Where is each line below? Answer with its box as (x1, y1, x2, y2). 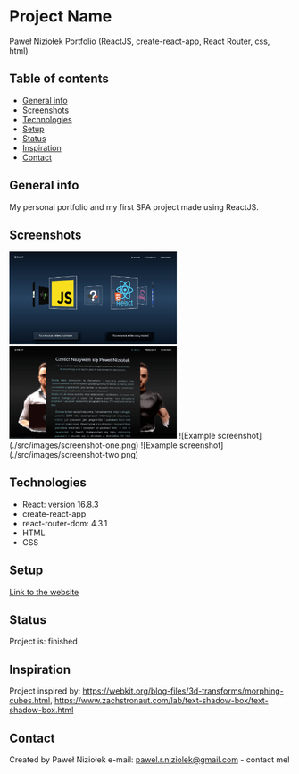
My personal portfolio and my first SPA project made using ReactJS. (9, 201, 259, 212)
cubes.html (9, 695, 51, 706)
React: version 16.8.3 (21, 499, 99, 509)
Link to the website (9, 586, 79, 597)
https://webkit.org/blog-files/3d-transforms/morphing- (82, 686, 284, 696)
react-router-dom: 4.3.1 (21, 517, 108, 528)
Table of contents (9, 72, 109, 87)
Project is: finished (9, 636, 78, 647)
